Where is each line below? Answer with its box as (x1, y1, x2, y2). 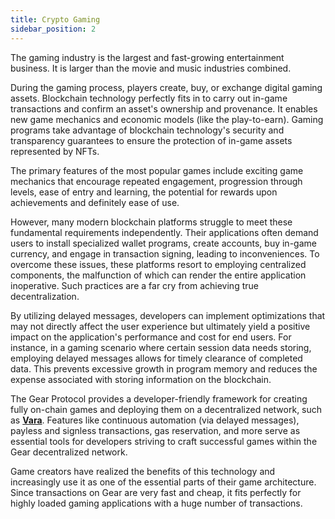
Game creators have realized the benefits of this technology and (10, 465, 276, 477)
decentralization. (10, 290, 80, 302)
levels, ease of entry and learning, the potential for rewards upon (10, 186, 278, 198)
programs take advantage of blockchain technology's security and (10, 124, 285, 136)
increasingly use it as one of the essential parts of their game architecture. (10, 476, 317, 488)
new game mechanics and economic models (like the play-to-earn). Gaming (10, 113, 324, 125)
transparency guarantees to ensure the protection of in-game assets (10, 134, 293, 146)
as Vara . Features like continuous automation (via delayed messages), (10, 414, 300, 426)
